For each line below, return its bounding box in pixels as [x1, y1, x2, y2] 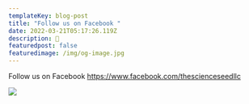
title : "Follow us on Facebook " [8, 19, 121, 27]
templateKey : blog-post [8, 11, 89, 20]
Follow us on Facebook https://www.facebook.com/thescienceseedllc [8, 72, 241, 81]
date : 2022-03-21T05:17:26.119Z [8, 27, 117, 35]
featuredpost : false [8, 42, 78, 50]
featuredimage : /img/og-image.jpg [8, 49, 125, 57]
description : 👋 [8, 34, 60, 43]
